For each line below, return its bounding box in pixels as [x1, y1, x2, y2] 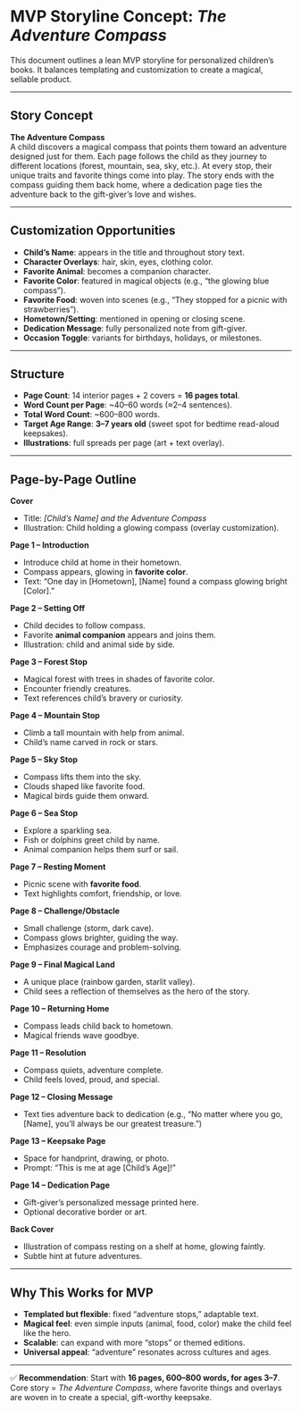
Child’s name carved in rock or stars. [22, 737, 159, 748]
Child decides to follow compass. [22, 620, 146, 631]
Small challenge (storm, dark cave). [22, 923, 155, 934]
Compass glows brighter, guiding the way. [22, 932, 179, 944]
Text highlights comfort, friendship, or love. [22, 888, 182, 899]
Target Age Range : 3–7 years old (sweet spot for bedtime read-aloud [22, 418, 280, 430]
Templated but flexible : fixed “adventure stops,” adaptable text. [22, 1309, 259, 1319]
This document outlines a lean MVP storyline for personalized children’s [10, 55, 274, 65]
